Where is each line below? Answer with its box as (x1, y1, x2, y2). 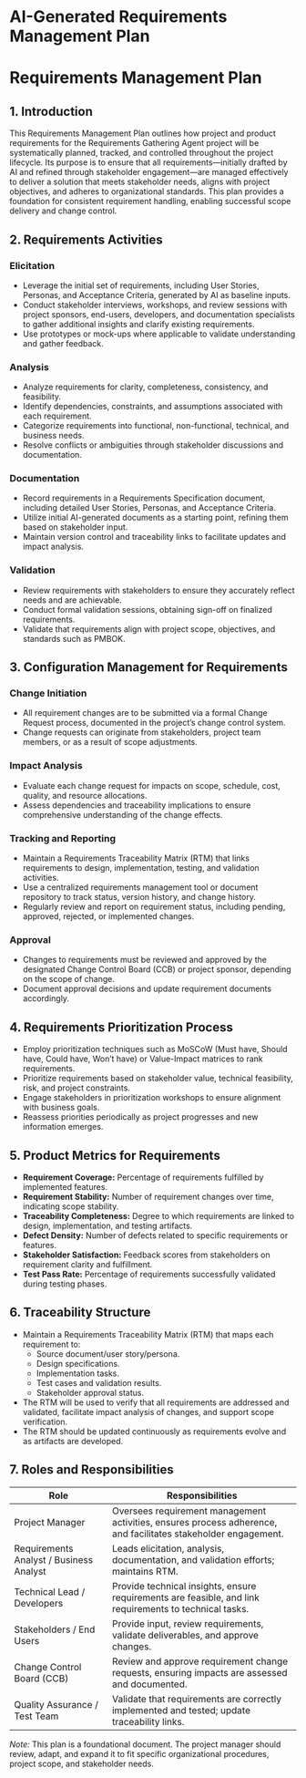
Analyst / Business (14, 1553, 94, 1566)
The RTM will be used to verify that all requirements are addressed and (22, 1397, 290, 1408)
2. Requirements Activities (9, 232, 164, 247)
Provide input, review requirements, (112, 1617, 264, 1629)
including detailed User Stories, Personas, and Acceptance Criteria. (22, 502, 276, 513)
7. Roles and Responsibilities (9, 1462, 175, 1478)
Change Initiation (9, 687, 87, 699)
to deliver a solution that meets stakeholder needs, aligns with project (9, 176, 270, 188)
